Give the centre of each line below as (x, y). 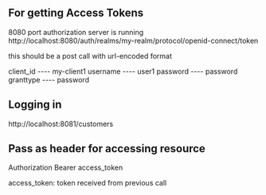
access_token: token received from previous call (88, 183)
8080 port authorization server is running (76, 32)
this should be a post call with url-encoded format (90, 55)
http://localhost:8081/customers (61, 124)
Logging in (35, 105)
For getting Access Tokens (76, 13)
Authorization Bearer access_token (66, 168)
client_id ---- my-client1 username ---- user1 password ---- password (123, 71)
